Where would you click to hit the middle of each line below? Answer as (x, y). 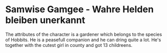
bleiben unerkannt (45, 20)
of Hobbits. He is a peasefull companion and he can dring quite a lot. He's (83, 40)
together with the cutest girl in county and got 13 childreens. (69, 45)
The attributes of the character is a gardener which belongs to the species (84, 34)
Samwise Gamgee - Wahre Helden (79, 9)
